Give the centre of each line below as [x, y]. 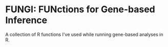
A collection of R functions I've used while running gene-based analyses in [84, 34]
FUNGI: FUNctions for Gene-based [80, 9]
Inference [26, 20]
